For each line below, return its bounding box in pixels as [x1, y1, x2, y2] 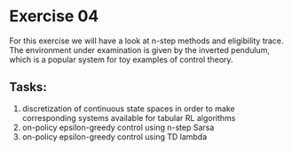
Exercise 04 [9, 6, 99, 26]
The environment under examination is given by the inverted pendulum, [9, 44, 271, 55]
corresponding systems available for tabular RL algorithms [21, 112, 236, 123]
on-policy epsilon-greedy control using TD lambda [21, 131, 208, 142]
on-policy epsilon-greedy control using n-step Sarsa [21, 122, 215, 132]
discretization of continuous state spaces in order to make [21, 103, 235, 114]
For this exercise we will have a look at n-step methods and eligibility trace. [9, 35, 284, 46]
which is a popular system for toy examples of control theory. [9, 54, 233, 64]
